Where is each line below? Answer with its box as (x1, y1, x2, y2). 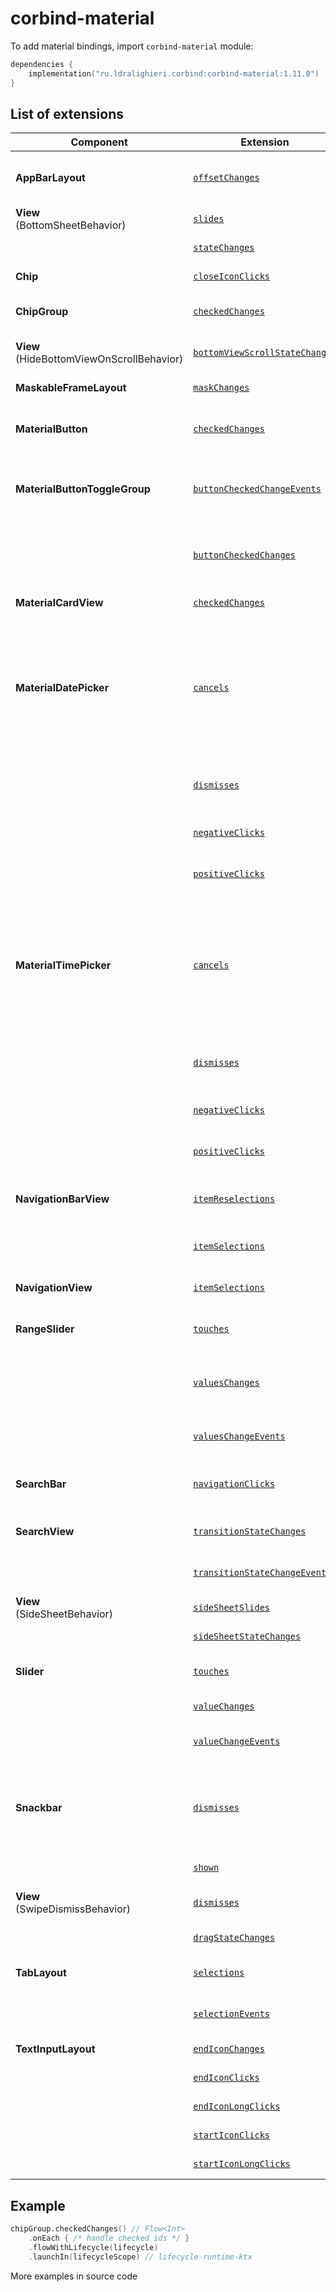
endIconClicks (193, 2072, 260, 2084)
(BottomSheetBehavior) (15, 218, 127, 232)
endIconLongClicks (193, 2101, 281, 2112)
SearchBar (15, 1477, 67, 1491)
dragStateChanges (193, 1932, 276, 1944)
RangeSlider (15, 1322, 75, 1336)
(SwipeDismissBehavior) (15, 1902, 131, 1916)
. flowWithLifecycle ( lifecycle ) (28, 2242, 159, 2252)
